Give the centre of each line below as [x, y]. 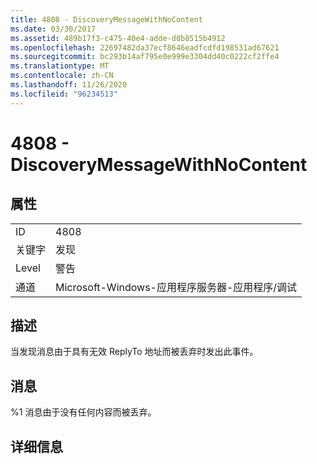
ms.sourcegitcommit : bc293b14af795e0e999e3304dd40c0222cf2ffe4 [145, 57]
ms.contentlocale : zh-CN [62, 76]
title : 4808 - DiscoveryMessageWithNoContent [106, 19]
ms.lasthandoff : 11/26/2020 [69, 85]
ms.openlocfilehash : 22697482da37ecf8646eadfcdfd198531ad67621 [145, 47]
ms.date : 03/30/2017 [53, 29]
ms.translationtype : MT [60, 66]
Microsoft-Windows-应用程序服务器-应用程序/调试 [176, 287]
